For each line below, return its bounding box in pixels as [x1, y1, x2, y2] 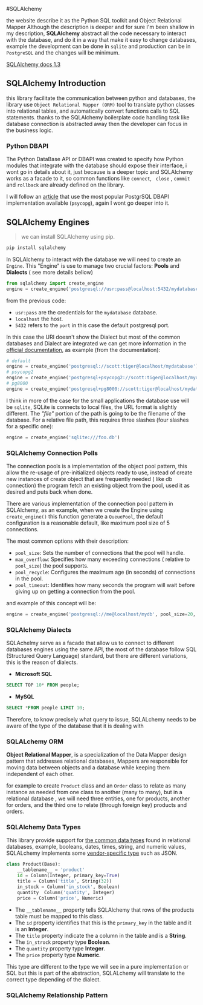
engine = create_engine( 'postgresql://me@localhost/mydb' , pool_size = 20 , [6, 611, 196, 617]
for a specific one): [6, 422, 54, 430]
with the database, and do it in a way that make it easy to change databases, [6, 36, 197, 43]
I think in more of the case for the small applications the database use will [6, 397, 189, 404]
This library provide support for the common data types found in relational [6, 837, 191, 844]
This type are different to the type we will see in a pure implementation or [6, 963, 189, 970]
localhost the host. [14, 315, 63, 322]
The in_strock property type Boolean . [14, 938, 111, 946]
